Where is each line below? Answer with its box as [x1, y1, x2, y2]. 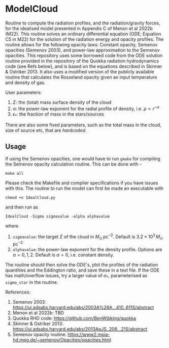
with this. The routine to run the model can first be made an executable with [5, 185, 164, 192]
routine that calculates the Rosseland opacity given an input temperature [5, 74, 157, 80]
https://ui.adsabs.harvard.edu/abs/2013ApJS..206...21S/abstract [12, 326, 148, 332]
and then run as [5, 204, 38, 210]
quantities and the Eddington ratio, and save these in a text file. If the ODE [5, 267, 160, 273]
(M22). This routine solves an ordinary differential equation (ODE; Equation [5, 31, 161, 37]
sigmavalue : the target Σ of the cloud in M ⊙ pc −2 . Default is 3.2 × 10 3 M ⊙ [12, 233, 163, 241]
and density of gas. [5, 79, 46, 86]
